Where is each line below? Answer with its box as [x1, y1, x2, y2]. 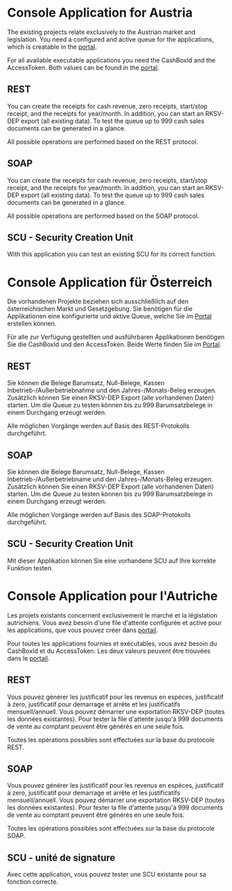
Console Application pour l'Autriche [7, 588, 218, 604]
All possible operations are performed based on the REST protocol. [7, 137, 199, 146]
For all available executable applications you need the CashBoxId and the [7, 56, 216, 64]
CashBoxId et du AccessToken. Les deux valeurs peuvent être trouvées [7, 647, 211, 655]
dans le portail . [7, 654, 50, 662]
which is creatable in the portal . [7, 42, 97, 51]
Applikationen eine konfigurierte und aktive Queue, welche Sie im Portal [7, 312, 213, 321]
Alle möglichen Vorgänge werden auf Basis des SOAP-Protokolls [7, 510, 191, 518]
